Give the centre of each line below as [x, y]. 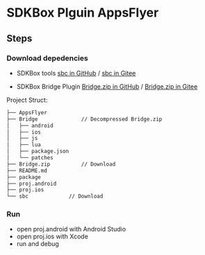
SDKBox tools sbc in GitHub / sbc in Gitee [76, 73]
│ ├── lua [24, 145]
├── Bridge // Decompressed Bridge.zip [84, 119]
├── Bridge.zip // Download [61, 164]
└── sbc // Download [55, 196]
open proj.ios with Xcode [52, 236]
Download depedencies [47, 58]
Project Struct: [27, 100]
